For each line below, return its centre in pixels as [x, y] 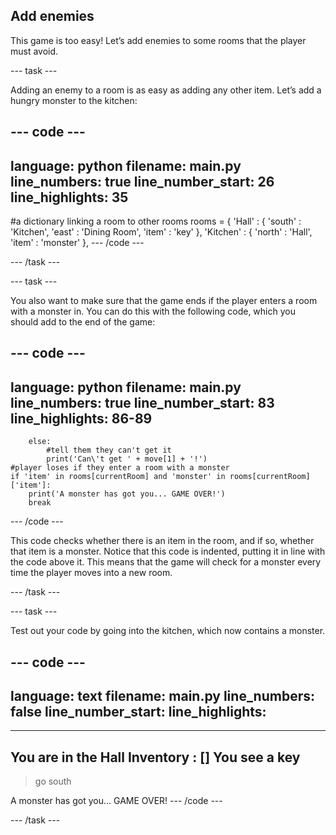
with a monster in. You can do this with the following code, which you [153, 311]
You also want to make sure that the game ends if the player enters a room [164, 301]
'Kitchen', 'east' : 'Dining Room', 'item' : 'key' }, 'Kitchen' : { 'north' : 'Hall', [161, 232]
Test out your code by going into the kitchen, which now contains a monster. [168, 631]
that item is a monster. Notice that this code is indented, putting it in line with [168, 551]
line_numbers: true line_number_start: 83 [142, 402]
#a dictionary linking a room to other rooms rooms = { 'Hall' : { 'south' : [156, 221]
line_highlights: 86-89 [81, 418]
